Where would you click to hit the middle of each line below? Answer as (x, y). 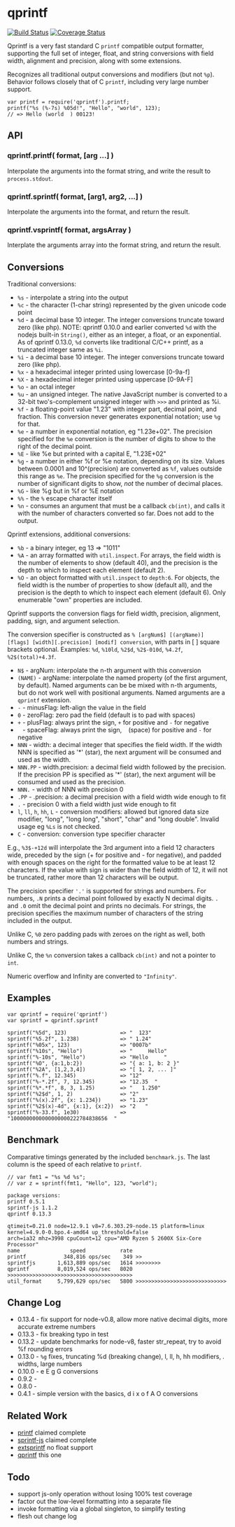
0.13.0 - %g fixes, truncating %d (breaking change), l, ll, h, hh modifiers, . (121, 1357)
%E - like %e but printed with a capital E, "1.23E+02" (92, 454)
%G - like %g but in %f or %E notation (71, 491)
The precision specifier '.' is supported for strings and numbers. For (107, 891)
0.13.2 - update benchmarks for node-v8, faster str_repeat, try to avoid (119, 1341)
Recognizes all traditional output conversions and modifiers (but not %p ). (111, 74)
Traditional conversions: (42, 284)
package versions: (34, 1195)
